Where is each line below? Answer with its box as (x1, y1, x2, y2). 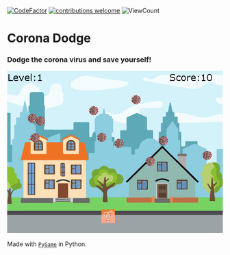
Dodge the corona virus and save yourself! (7, 55, 152, 64)
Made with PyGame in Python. (7, 240, 87, 248)
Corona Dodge (7, 31, 91, 46)
